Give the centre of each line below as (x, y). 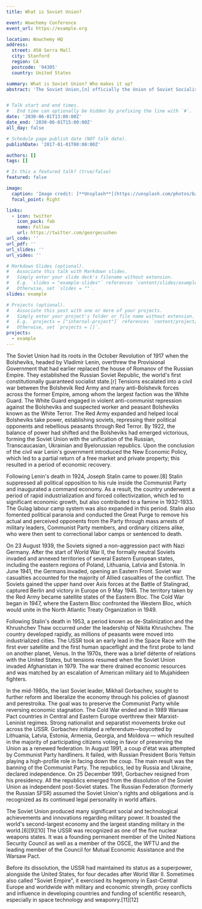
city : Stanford (31, 56)
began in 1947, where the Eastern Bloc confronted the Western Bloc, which (99, 603)
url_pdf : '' (21, 244)
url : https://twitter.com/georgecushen (67, 233)
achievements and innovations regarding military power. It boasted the (93, 817)
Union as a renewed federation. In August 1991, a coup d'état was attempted (101, 748)
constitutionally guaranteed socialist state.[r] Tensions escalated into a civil (99, 381)
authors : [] (21, 155)
